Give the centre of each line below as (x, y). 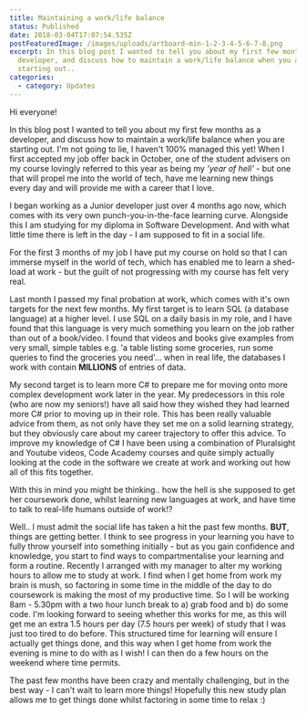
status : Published (44, 26)
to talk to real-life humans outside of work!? (91, 509)
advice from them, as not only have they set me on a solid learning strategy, (152, 423)
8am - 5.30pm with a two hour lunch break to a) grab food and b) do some (149, 604)
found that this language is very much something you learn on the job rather (152, 328)
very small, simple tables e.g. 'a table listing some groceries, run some (142, 347)
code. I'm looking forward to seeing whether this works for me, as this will (148, 614)
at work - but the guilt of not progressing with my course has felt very (158, 271)
